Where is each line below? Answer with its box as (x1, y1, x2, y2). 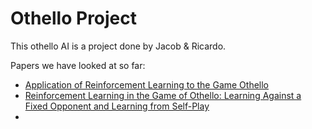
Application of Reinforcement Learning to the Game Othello (24, 78, 270, 91)
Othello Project (10, 7, 138, 30)
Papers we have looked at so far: (10, 59, 146, 71)
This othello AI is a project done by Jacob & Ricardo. (10, 40, 227, 52)
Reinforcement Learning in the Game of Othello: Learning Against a (24, 89, 302, 101)
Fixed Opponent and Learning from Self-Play (24, 100, 210, 112)
